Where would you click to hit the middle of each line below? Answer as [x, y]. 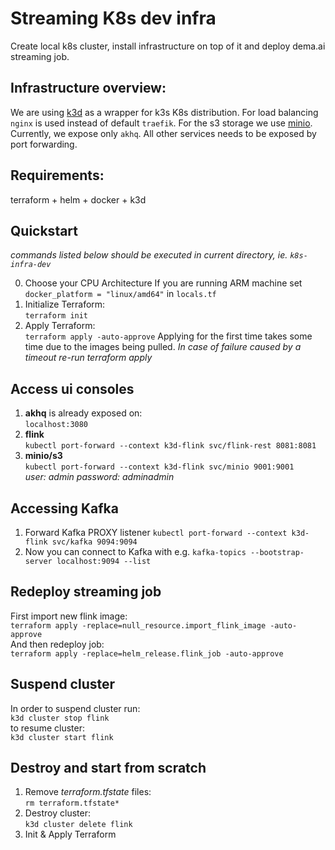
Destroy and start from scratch [108, 768]
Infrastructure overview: [88, 88]
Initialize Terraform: [65, 304]
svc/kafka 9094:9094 [94, 542]
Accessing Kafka [64, 508]
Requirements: [57, 175]
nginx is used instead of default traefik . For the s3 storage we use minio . [161, 123]
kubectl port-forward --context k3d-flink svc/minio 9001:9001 [159, 467]
